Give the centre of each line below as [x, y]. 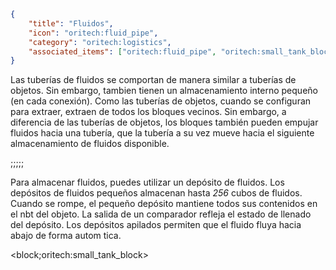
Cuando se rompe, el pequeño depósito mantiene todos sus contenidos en [164, 204]
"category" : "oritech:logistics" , [100, 42]
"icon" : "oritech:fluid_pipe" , [93, 33]
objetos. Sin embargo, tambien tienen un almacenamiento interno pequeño [164, 91]
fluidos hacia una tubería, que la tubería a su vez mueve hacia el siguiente [162, 133]
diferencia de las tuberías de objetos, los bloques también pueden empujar [164, 122]
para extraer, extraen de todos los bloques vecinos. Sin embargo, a [148, 112]
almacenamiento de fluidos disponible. [90, 144]
